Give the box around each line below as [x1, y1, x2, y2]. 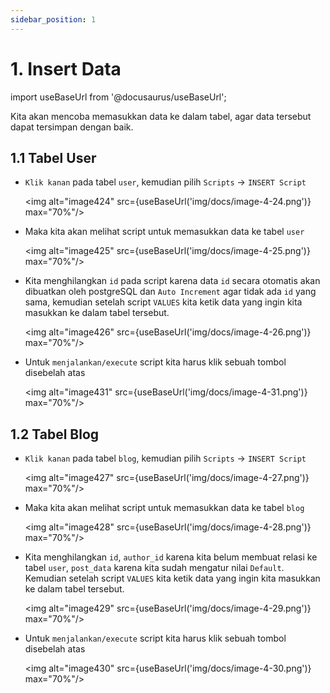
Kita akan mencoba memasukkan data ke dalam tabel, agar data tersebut [10, 110, 312, 122]
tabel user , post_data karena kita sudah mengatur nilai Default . [24, 562, 285, 574]
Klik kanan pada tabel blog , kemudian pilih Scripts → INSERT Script [24, 452, 307, 465]
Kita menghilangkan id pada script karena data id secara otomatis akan [24, 275, 321, 287]
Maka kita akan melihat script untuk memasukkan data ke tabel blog [24, 502, 305, 514]
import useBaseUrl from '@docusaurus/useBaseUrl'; [10, 91, 227, 103]
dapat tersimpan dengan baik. [10, 121, 134, 133]
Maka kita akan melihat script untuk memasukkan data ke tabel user [24, 226, 305, 238]
